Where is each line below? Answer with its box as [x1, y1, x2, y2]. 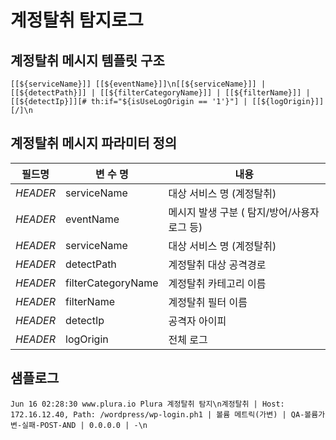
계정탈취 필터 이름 [168, 295, 248, 309]
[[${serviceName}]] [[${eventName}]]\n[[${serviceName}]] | [10, 79, 267, 89]
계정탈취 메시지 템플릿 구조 [10, 52, 165, 69]
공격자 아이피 [168, 314, 227, 328]
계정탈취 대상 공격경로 [168, 257, 267, 271]
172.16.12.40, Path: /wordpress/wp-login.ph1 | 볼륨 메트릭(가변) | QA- [10, 409, 305, 420]
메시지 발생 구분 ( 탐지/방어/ [168, 205, 292, 219]
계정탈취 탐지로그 [10, 9, 144, 32]
